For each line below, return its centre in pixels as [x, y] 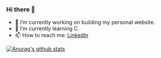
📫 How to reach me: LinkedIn [51, 36]
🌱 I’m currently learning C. [47, 28]
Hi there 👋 [21, 9]
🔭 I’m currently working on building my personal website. [85, 22]
